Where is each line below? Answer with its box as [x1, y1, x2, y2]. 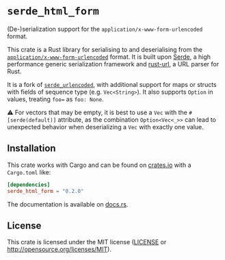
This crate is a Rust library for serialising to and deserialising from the [7, 45, 203, 53]
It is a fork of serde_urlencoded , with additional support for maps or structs [7, 80, 217, 88]
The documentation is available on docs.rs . [7, 200, 129, 208]
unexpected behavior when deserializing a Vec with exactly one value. [7, 122, 204, 131]
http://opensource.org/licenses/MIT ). [7, 245, 111, 254]
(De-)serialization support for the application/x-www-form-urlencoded [7, 25, 203, 33]
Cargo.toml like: [7, 168, 51, 176]
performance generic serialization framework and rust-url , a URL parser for [7, 60, 220, 68]
